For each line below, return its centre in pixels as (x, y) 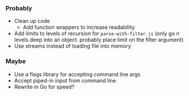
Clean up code (32, 21)
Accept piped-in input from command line (65, 80)
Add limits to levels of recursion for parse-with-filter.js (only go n (97, 34)
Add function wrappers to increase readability (79, 27)
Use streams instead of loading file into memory (72, 46)
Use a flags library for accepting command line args (77, 74)
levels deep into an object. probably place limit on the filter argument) (99, 40)
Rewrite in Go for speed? (44, 87)
